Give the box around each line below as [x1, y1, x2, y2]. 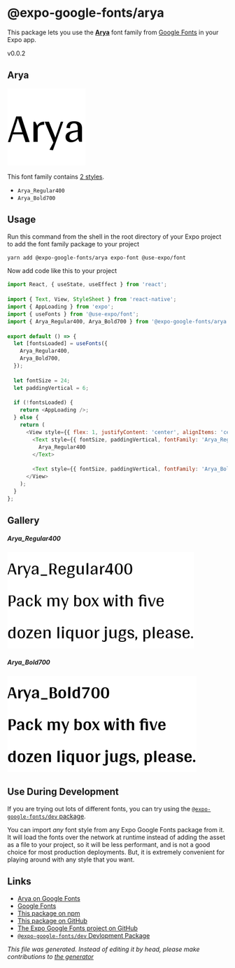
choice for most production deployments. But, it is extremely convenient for [7, 848, 225, 856]
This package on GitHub [17, 916, 87, 925]
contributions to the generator [7, 952, 94, 960]
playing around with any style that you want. [7, 855, 135, 864]
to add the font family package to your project [7, 239, 140, 248]
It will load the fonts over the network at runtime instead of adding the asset [7, 833, 226, 841]
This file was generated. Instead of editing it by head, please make [7, 945, 201, 953]
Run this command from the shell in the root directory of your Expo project [7, 232, 222, 241]
